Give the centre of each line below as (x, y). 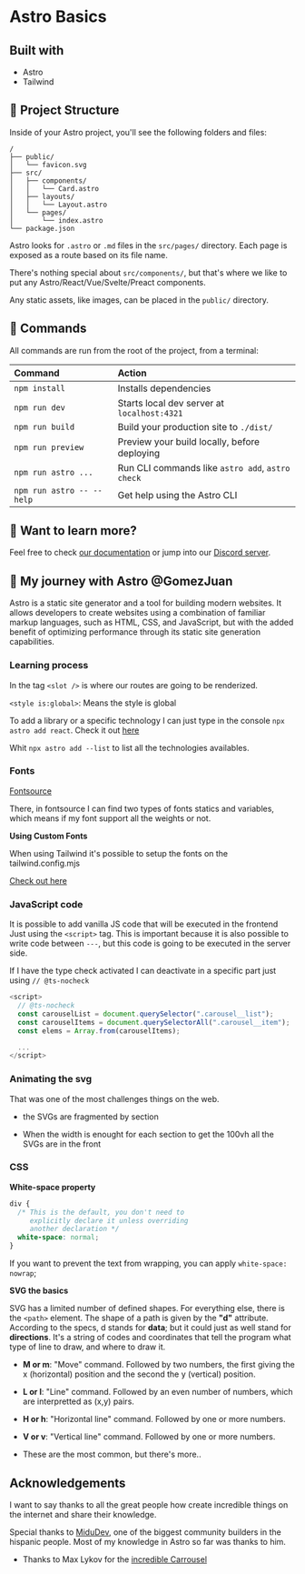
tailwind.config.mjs (44, 863)
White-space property (53, 1187)
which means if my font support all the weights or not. (110, 818)
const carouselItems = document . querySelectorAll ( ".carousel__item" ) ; (154, 1022)
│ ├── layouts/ (42, 196)
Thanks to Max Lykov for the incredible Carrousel (114, 1559)
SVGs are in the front (62, 1144)
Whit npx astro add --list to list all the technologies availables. (129, 747)
